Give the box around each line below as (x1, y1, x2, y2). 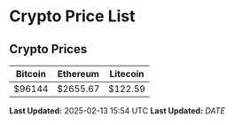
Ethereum (57, 68, 100, 80)
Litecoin (109, 68, 144, 80)
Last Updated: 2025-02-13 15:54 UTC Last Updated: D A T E (9, 105, 226, 116)
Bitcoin (15, 68, 47, 80)
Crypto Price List (9, 6, 136, 27)
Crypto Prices (9, 42, 88, 57)
